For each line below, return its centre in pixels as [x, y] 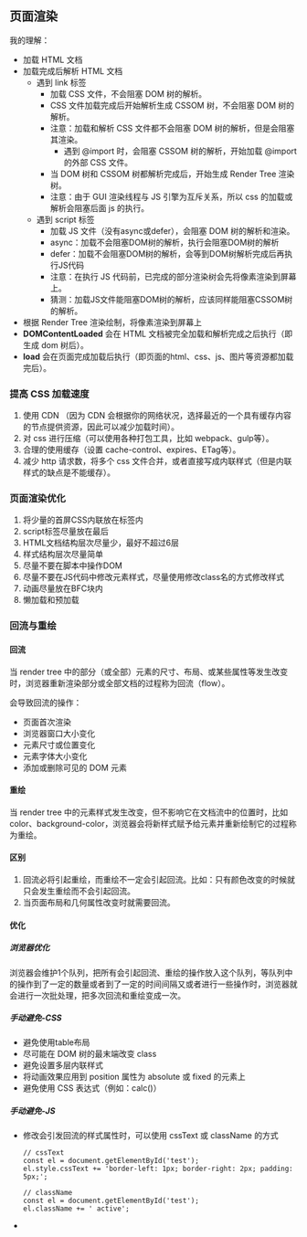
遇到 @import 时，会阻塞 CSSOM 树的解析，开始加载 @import [180, 151]
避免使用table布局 [56, 1042]
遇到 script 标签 [65, 219]
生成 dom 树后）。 [55, 344]
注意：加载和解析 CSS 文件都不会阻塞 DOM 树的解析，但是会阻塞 [172, 128]
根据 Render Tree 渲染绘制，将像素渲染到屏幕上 [112, 322]
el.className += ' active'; [76, 1209]
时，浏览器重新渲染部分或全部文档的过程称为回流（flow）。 [120, 682]
